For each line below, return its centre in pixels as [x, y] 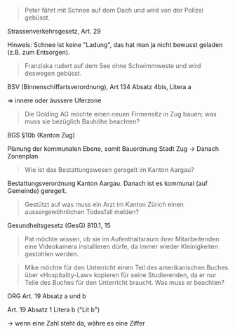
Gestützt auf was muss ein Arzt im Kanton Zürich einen [104, 204]
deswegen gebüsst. [53, 73]
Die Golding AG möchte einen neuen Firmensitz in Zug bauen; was [120, 114]
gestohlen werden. [52, 254]
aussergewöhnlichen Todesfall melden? [81, 212]
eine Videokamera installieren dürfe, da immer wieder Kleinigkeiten [121, 246]
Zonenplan [23, 156]
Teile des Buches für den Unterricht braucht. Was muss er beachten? [124, 282]
